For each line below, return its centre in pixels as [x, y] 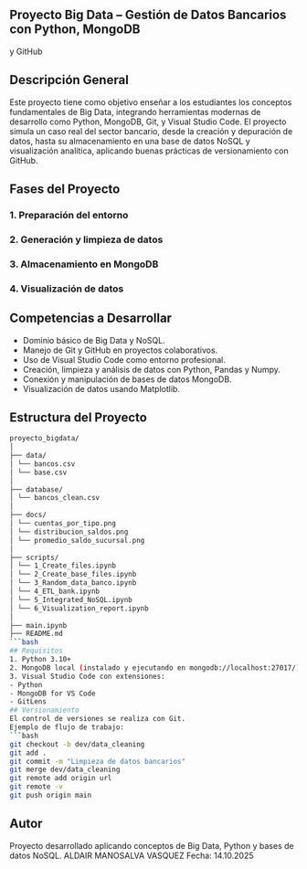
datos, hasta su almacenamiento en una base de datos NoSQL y [130, 141]
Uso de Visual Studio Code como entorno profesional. [124, 359]
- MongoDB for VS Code [53, 694]
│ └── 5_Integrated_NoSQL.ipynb [71, 599]
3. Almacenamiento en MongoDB [84, 264]
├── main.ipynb [38, 625]
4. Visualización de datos [67, 289]
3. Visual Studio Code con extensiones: [88, 676]
